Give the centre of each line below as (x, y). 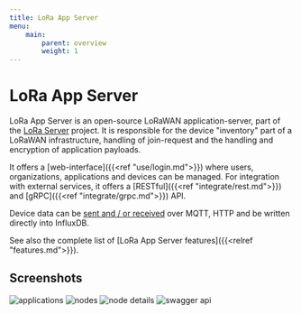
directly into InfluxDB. (50, 223)
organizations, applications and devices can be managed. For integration (145, 177)
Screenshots (46, 278)
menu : (19, 26)
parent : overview (74, 43)
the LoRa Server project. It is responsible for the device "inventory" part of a (151, 131)
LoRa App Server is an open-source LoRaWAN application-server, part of (145, 121)
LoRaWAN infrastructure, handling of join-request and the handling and (141, 140)
